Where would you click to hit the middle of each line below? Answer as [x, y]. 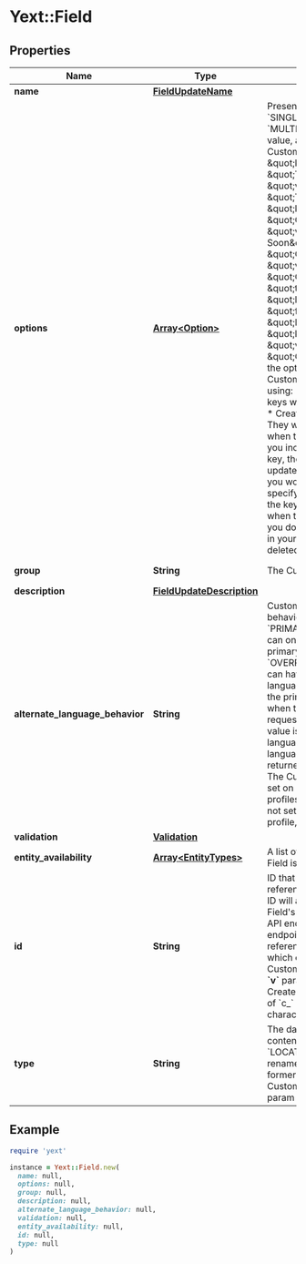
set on [280, 788]
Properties [40, 51]
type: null [38, 1244]
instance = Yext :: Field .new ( [65, 1167]
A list [278, 851]
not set [282, 810]
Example [35, 1130]
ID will [280, 901]
